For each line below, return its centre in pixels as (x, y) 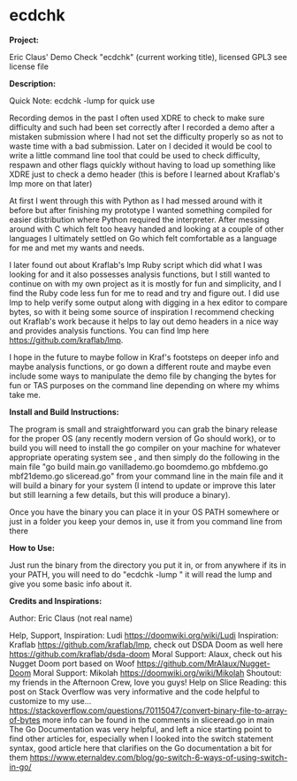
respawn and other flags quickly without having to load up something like (142, 165)
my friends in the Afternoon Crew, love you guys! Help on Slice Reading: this (148, 682)
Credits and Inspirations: (56, 601)
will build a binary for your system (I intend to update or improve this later (143, 485)
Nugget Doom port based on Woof (72, 663)
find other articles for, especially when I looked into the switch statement (141, 739)
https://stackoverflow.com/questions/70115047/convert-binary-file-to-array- (148, 710)
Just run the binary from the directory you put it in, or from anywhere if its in (148, 565)
